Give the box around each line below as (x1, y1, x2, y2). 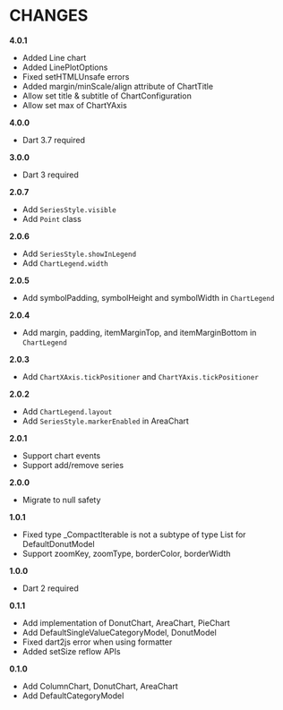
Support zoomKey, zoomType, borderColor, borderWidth (21, 548, 231, 559)
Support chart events (21, 449, 101, 461)
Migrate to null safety (21, 494, 101, 505)
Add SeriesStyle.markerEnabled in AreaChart (21, 415, 190, 426)
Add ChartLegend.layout (21, 406, 113, 416)
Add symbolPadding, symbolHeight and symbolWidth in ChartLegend (21, 292, 275, 303)
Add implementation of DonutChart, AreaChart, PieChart (21, 617, 230, 628)
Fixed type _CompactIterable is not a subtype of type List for (21, 529, 246, 540)
